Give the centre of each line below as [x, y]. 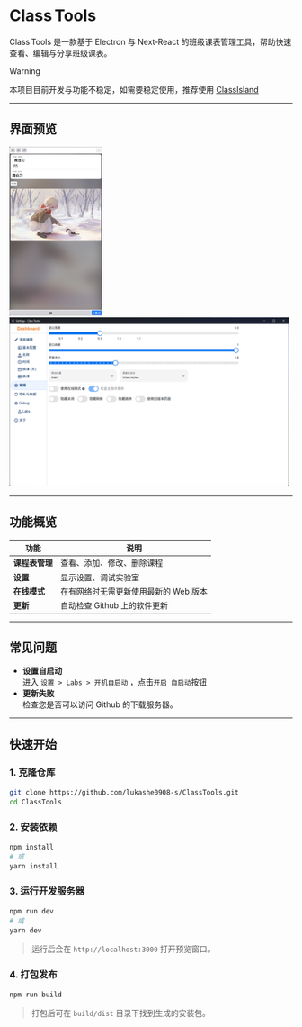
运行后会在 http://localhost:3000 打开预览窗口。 [123, 949]
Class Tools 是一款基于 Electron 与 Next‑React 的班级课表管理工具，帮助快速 [151, 41]
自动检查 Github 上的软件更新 [115, 605]
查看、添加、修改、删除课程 [112, 563]
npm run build [36, 995]
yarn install [34, 866]
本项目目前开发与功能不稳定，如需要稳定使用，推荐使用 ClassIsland [134, 89]
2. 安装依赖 [33, 827]
